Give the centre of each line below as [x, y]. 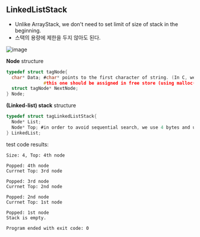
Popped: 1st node [28, 213]
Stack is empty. [26, 218]
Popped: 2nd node [28, 197]
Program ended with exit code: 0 [48, 228]
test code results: [27, 144]
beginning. [28, 30]
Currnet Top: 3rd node [34, 171]
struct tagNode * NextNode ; [45, 89]
